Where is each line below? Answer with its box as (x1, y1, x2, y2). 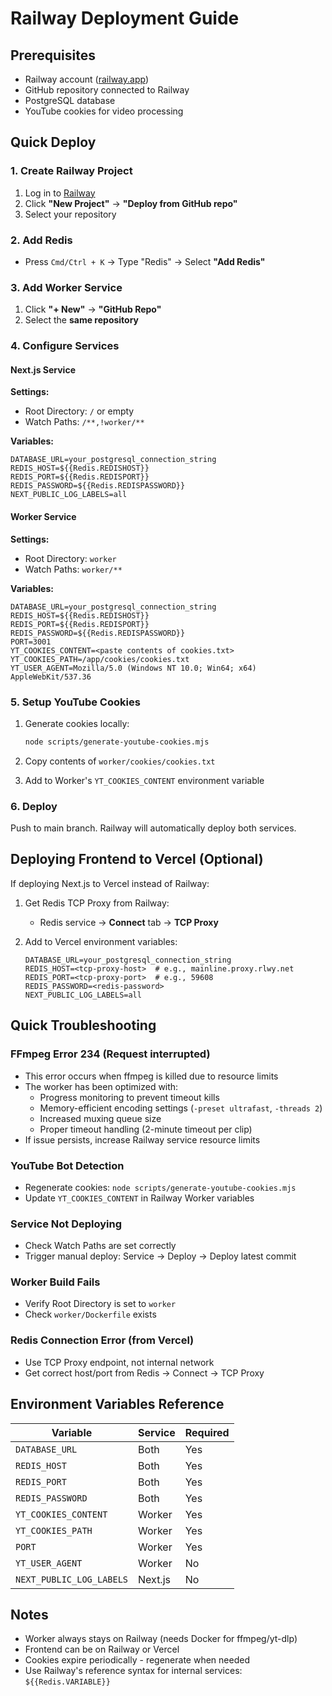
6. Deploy (10, 799, 58, 813)
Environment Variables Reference (10, 1396, 225, 1413)
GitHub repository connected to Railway (24, 84, 190, 96)
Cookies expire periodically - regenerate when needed (24, 1654, 250, 1666)
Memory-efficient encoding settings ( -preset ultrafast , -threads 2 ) (39, 1102, 323, 1114)
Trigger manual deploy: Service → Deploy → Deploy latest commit (24, 1250, 297, 1262)
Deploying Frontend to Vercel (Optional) (10, 851, 264, 868)
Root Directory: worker (24, 552, 117, 564)
